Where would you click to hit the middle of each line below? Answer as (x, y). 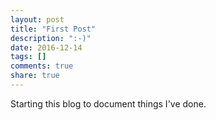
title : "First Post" (53, 29)
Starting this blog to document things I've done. (108, 103)
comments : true (42, 66)
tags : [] (28, 57)
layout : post (37, 19)
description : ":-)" (51, 38)
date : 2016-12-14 (46, 47)
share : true (35, 76)
